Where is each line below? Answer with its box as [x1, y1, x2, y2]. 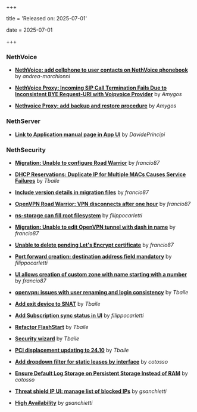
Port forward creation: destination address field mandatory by [14, 253, 172, 260]
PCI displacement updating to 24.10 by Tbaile [14, 346, 129, 353]
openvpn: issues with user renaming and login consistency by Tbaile [14, 288, 189, 296]
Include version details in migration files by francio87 [14, 189, 149, 196]
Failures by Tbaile [14, 177, 60, 184]
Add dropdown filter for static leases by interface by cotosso [14, 358, 168, 365]
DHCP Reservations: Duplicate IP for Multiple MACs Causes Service [14, 171, 186, 178]
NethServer [6, 117, 40, 125]
